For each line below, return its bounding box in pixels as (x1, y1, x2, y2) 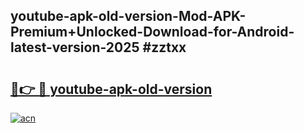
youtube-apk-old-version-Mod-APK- (10, 8, 247, 25)
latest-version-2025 (10, 39, 140, 56)
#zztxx (142, 39, 187, 56)
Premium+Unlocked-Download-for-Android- (10, 24, 295, 41)
